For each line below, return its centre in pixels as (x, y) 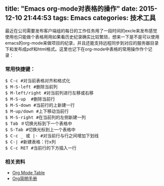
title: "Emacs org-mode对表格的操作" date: (71, 9)
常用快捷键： (20, 69)
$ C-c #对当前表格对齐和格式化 (38, 81)
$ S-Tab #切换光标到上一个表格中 (40, 130)
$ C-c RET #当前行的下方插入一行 (41, 148)
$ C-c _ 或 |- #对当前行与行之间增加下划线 (52, 136)
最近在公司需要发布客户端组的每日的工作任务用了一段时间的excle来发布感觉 (81, 30)
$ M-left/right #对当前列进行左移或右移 (49, 93)
